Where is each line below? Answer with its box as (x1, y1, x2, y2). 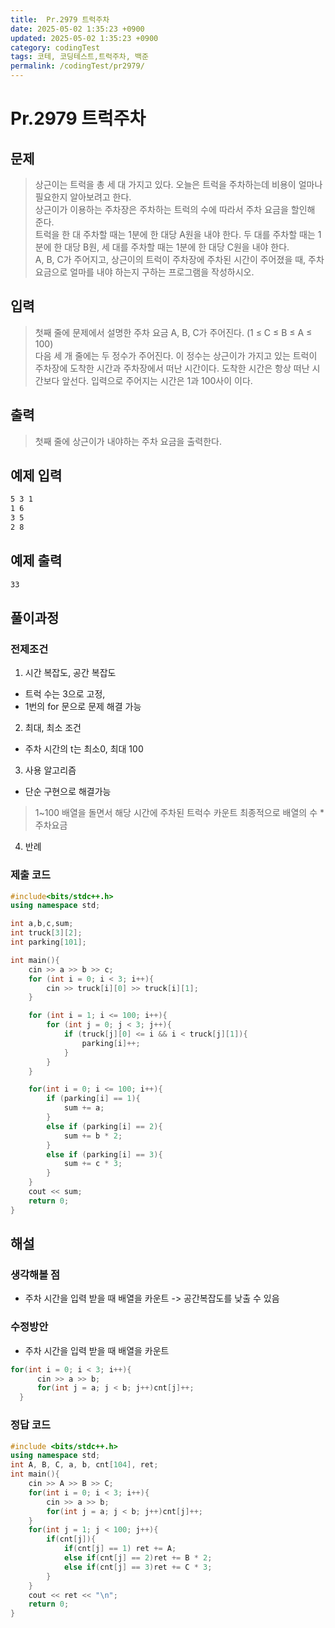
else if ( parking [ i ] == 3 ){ (46, 1149, 163, 1160)
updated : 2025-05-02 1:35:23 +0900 (10, 33, 159, 43)
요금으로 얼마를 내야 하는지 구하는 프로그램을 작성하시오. (34, 266, 255, 278)
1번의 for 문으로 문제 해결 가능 (24, 701, 142, 713)
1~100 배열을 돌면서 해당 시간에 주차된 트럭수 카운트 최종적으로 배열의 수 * (34, 807, 325, 819)
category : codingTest (10, 42, 101, 53)
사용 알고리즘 (24, 764, 77, 776)
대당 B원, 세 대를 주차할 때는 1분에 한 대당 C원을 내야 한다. (64, 241, 290, 253)
